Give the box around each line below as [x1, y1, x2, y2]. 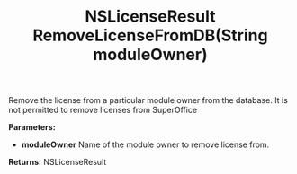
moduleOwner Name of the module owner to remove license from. [21, 139, 270, 150]
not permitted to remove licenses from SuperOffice [8, 105, 198, 116]
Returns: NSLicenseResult [8, 157, 107, 168]
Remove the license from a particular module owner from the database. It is [8, 95, 289, 106]
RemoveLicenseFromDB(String [32, 25, 268, 46]
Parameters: [8, 122, 56, 133]
